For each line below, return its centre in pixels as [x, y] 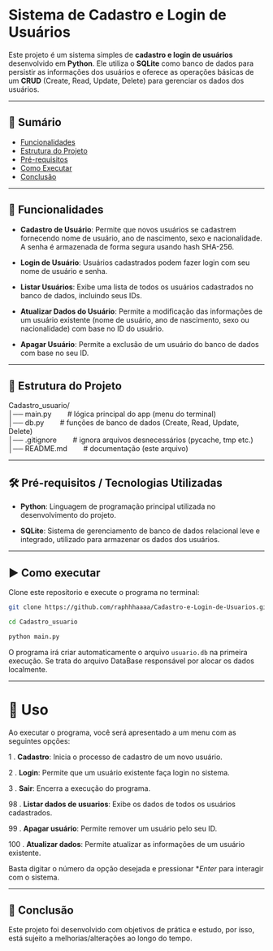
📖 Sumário [35, 122]
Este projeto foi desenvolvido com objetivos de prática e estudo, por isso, [132, 930]
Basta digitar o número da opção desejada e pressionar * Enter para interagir [136, 868]
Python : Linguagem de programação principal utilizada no [118, 506]
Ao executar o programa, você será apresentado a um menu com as [123, 732]
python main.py [34, 636]
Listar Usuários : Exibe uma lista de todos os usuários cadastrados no [137, 287]
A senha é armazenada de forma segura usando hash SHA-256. [127, 246]
